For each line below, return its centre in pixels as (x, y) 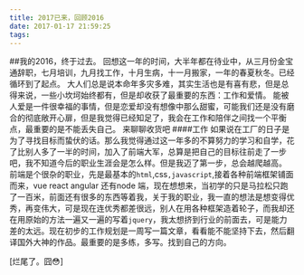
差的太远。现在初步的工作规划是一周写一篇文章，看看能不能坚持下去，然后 (148, 231)
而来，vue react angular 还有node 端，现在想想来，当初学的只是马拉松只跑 (149, 185)
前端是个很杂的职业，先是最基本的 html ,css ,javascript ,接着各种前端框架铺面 (152, 175)
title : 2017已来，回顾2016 (57, 18)
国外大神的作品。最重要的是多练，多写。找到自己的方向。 (124, 242)
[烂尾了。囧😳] (36, 261)
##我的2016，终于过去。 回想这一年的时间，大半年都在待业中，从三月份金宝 (152, 62)
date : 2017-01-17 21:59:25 (60, 26)
